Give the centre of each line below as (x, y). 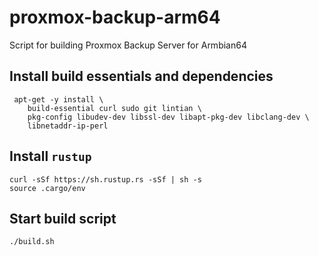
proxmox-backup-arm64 (115, 17)
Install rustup (50, 156)
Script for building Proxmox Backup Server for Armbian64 (128, 45)
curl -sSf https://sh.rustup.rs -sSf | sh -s (105, 179)
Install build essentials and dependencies (141, 76)
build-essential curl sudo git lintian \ (114, 108)
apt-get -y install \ (58, 99)
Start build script (63, 218)
